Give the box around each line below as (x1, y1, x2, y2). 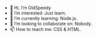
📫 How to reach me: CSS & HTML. (9, 26, 82, 32)
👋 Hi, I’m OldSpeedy (9, 5, 51, 10)
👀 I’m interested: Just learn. (9, 10, 66, 16)
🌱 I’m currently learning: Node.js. (9, 15, 78, 21)
